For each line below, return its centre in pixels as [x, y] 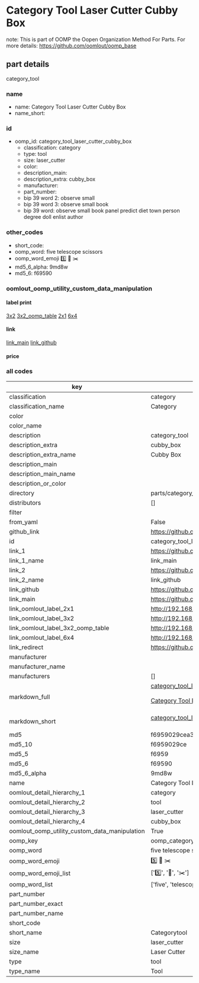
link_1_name [27, 560]
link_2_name [27, 580]
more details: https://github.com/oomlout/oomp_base [71, 46]
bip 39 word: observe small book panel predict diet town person [102, 210]
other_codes [25, 232]
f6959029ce [169, 744]
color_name [25, 426]
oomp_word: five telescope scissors [59, 251]
